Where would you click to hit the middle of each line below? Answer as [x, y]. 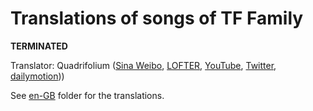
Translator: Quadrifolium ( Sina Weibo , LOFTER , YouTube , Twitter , [143, 65]
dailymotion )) [37, 76]
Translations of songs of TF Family [157, 18]
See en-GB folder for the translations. [87, 95]
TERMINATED [39, 46]
